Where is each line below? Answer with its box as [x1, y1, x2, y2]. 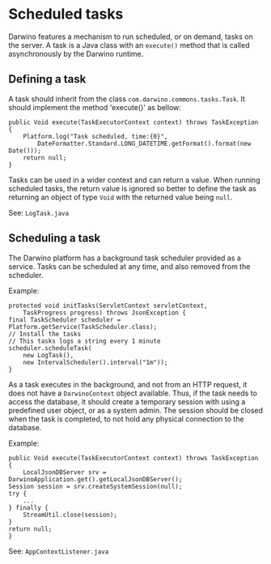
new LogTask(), [23, 351, 74, 359]
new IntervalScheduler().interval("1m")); [23, 358, 168, 366]
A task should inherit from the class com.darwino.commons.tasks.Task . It [8, 94, 245, 104]
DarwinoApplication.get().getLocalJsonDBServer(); [8, 475, 183, 483]
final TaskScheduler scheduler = [8, 315, 121, 324]
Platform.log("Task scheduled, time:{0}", [23, 132, 168, 140]
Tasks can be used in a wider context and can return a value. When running [8, 175, 260, 185]
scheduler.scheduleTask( [8, 344, 92, 352]
